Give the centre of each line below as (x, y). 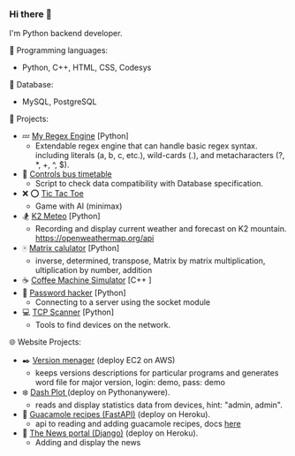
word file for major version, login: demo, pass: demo (130, 383)
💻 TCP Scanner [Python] (68, 312)
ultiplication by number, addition (94, 270)
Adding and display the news (88, 443)
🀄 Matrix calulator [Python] (71, 248)
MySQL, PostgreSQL (59, 102)
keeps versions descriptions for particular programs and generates (157, 373)
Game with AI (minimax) (79, 206)
